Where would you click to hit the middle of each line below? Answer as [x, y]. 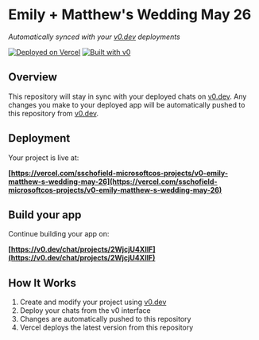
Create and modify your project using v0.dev [93, 302]
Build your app [45, 215]
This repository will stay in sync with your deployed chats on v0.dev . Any [128, 96]
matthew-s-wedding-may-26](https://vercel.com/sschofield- [113, 182]
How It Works [43, 283]
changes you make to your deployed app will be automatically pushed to [127, 104]
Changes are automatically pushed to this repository [105, 319]
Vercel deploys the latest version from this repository [106, 327]
